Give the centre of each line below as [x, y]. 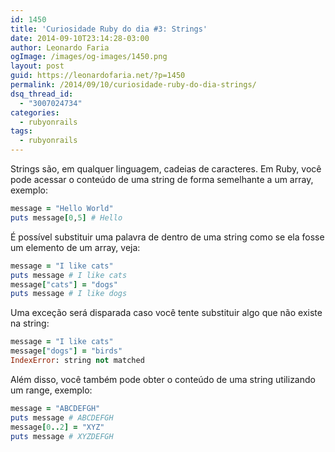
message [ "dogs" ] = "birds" [66, 351]
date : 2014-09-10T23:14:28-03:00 [80, 38]
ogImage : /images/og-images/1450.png [89, 57]
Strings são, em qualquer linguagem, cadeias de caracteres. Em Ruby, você [166, 169]
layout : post [37, 66]
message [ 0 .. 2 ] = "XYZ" [57, 427]
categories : [35, 112]
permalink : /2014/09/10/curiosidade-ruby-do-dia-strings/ [133, 85]
